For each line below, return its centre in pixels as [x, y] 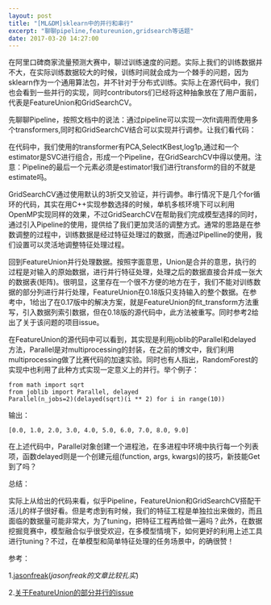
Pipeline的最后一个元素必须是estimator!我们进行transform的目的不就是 [139, 167]
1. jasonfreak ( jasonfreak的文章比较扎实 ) [73, 576]
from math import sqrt [46, 385]
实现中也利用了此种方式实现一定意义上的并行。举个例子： [104, 370]
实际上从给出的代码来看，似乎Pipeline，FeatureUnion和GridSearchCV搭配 [131, 501]
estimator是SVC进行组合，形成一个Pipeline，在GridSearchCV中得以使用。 [132, 157]
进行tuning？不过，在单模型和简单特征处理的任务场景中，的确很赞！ [121, 541]
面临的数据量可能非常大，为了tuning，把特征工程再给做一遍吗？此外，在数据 [135, 521]
